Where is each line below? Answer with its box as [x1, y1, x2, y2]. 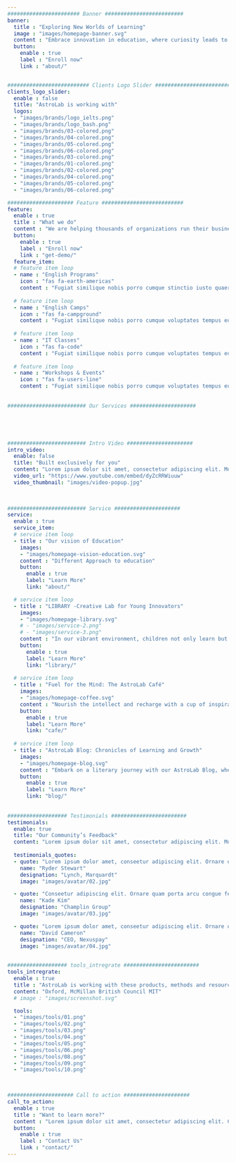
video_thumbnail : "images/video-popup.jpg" [13, 478, 143, 486]
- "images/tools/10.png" [13, 1066, 86, 1073]
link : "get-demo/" [20, 252, 77, 259]
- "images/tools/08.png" [13, 1053, 86, 1061]
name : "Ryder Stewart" [20, 865, 86, 872]
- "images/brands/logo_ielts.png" [13, 114, 114, 122]
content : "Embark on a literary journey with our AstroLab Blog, [20, 766, 218, 774]
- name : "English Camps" [13, 304, 90, 311]
